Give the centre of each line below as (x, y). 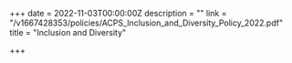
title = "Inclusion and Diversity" (68, 32)
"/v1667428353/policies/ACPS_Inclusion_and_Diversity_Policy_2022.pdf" (146, 23)
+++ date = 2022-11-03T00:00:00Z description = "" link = (118, 13)
